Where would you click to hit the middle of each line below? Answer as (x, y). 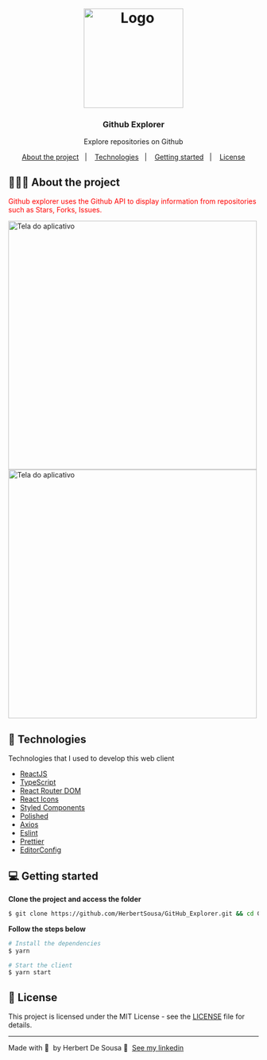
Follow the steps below (47, 929)
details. (20, 1025)
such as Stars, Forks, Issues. (55, 210)
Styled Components (52, 808)
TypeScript (38, 782)
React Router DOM (50, 791)
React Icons (39, 799)
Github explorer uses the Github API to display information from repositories (132, 201)
